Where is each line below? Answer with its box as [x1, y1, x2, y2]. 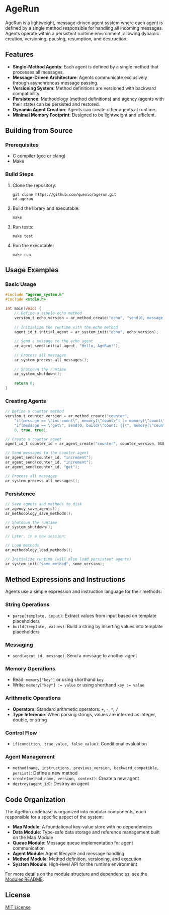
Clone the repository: [12, 182, 57, 188]
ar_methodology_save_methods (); [5, 511, 73, 516]
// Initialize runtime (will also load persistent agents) [5, 557, 132, 562]
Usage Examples [5, 266, 59, 274]
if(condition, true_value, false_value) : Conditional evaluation [12, 740, 147, 746]
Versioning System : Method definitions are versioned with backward [12, 85, 156, 91]
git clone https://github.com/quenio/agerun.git [12, 192, 117, 197]
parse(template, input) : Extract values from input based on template [12, 613, 157, 619]
